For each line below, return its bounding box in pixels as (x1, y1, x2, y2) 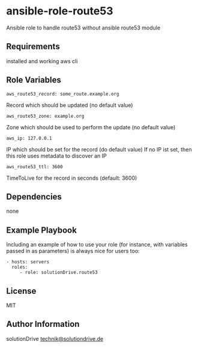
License (6, 285, 37, 296)
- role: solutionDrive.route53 (19, 269, 98, 276)
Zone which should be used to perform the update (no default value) (6, 123, 176, 130)
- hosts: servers (6, 259, 50, 265)
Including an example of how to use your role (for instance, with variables (6, 241, 188, 248)
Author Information (6, 319, 80, 329)
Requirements (6, 41, 60, 52)
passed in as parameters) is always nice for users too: (6, 248, 140, 255)
